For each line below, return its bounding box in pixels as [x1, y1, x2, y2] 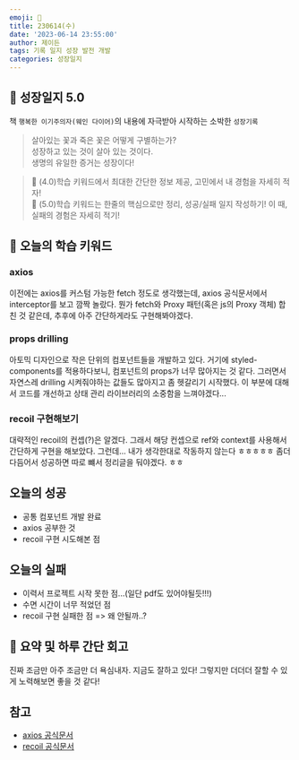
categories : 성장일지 [9, 55, 82, 64]
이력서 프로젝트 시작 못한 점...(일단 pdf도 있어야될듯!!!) [21, 588, 212, 599]
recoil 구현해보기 [9, 412, 79, 425]
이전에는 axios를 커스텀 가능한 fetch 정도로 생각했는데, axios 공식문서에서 [9, 288, 268, 298]
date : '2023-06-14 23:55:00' [9, 30, 118, 39]
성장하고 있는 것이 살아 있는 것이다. [30, 145, 154, 157]
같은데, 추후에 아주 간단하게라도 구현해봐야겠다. [28, 310, 193, 321]
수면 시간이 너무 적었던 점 [21, 599, 112, 609]
